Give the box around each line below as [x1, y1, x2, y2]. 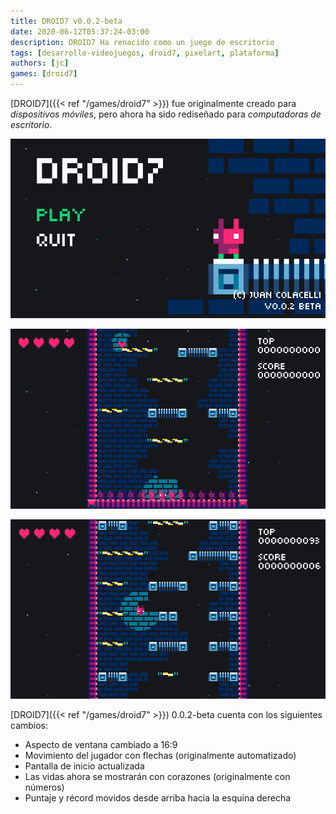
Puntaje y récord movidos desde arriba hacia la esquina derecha [24, 791, 292, 804]
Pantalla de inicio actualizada [24, 760, 145, 772]
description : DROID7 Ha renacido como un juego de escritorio [10, 37, 275, 47]
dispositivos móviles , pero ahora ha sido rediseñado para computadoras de [10, 108, 322, 120]
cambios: [10, 719, 49, 731]
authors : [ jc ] [10, 58, 70, 69]
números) [24, 781, 65, 793]
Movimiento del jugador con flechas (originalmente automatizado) [24, 749, 297, 761]
